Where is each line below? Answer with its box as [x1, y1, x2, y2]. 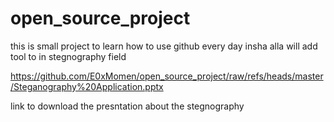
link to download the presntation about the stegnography [10, 100, 245, 112]
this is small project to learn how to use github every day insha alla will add [10, 40, 318, 52]
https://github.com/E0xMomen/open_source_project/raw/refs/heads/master [10, 70, 324, 82]
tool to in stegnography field [10, 50, 127, 62]
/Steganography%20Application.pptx [10, 80, 164, 92]
